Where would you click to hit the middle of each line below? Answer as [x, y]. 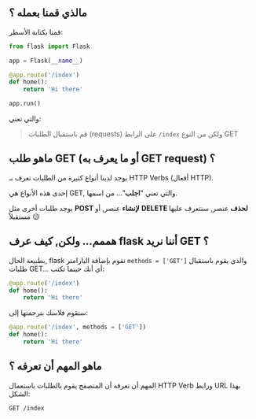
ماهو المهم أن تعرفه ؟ [55, 367]
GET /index [27, 408]
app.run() [25, 104]
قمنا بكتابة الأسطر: [36, 32]
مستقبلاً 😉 [24, 217]
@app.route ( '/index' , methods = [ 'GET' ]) [78, 327]
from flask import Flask [49, 46]
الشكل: [20, 394]
